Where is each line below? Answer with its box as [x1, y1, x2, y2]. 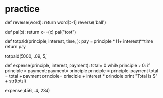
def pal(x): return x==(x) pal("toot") [5, 29, 76, 35]
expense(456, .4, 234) [5, 87, 50, 93]
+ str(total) [5, 78, 27, 84]
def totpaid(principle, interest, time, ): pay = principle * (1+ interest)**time [5, 38, 153, 44]
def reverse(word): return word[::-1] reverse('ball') [5, 20, 106, 25]
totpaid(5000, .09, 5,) [5, 53, 48, 59]
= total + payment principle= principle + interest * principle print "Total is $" [5, 73, 158, 78]
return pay [5, 43, 26, 49]
